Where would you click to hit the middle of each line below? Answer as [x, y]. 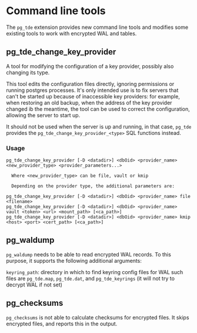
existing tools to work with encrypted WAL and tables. [71, 33]
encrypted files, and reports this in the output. [62, 324]
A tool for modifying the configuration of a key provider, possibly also [90, 66]
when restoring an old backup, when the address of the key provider [89, 103]
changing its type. [28, 72]
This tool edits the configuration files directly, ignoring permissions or [90, 84]
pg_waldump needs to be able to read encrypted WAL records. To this [89, 254]
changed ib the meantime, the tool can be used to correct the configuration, [98, 109]
